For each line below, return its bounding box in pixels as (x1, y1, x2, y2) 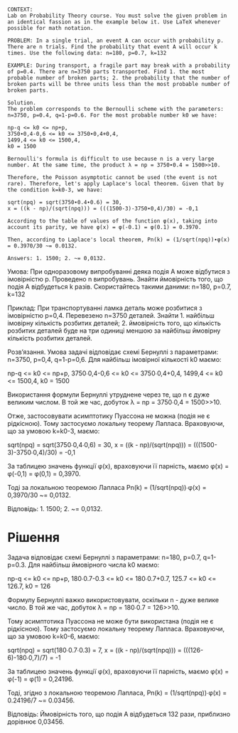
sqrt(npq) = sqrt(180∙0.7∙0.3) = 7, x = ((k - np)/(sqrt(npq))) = (7, 646, 183, 654)
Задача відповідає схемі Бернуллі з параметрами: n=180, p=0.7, (7, 552, 202, 561)
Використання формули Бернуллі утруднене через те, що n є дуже (7, 390, 210, 399)
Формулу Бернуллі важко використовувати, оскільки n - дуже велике (7, 595, 219, 604)
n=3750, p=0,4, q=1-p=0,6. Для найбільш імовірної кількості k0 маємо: (7, 355, 222, 363)
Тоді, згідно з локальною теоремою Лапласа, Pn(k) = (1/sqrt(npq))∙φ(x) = (7, 688, 227, 697)
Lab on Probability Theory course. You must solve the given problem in (7, 12, 227, 19)
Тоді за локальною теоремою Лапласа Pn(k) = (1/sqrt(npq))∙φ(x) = (7, 483, 207, 491)
